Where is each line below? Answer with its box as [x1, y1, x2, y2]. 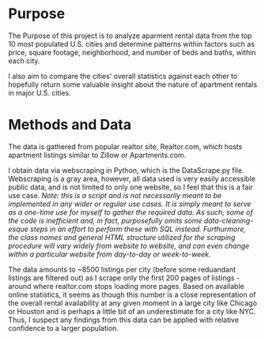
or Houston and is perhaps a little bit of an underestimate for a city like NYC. [8, 306, 256, 316]
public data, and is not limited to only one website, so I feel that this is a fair [8, 182, 253, 192]
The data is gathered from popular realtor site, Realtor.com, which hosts [8, 141, 243, 151]
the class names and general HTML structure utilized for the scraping [8, 232, 236, 242]
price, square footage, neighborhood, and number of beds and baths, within [8, 47, 256, 57]
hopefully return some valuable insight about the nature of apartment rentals [8, 80, 258, 89]
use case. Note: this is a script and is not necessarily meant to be [8, 190, 222, 200]
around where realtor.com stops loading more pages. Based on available [8, 281, 244, 290]
